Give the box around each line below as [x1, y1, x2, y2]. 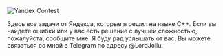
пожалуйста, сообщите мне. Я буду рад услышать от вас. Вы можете [7, 34, 211, 42]
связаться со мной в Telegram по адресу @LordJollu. [7, 42, 164, 49]
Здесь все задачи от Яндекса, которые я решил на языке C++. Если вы [7, 20, 217, 27]
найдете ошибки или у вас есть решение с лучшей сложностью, [7, 27, 198, 35]
